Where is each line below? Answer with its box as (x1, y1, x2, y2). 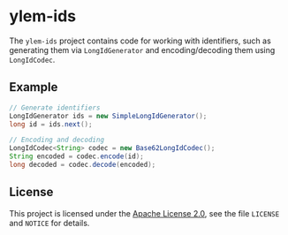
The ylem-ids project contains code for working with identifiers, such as (9, 35, 271, 46)
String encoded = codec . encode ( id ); (9, 152, 144, 161)
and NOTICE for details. (9, 217, 90, 228)
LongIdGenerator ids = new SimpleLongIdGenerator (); (9, 111, 208, 120)
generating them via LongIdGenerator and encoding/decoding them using (9, 44, 276, 55)
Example (9, 80, 58, 95)
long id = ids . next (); (9, 119, 93, 129)
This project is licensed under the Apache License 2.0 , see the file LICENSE (9, 208, 280, 218)
